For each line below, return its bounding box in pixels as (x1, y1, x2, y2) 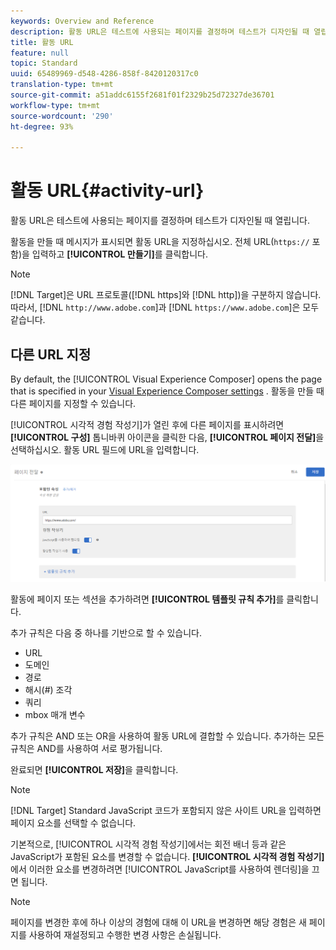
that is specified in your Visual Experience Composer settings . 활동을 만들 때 (10, 385, 325, 397)
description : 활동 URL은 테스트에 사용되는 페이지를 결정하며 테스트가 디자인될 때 (10, 26, 310, 37)
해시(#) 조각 (24, 683, 73, 695)
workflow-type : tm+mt (10, 100, 101, 110)
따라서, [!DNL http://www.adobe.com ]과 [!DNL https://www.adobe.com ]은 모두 (10, 301, 320, 314)
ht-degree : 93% (10, 121, 74, 132)
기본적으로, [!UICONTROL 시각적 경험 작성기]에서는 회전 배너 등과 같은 (10, 838, 287, 850)
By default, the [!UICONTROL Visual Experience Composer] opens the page (10, 373, 323, 385)
